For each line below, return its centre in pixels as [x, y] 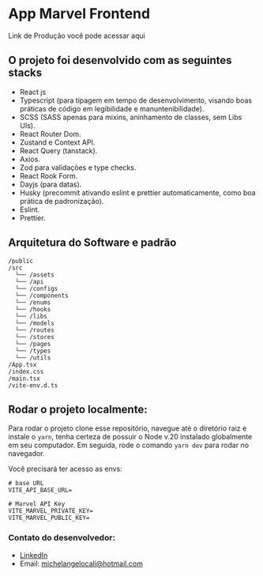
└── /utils [33, 358]
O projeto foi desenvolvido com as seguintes [120, 60]
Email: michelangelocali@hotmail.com [81, 563]
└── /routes [35, 330]
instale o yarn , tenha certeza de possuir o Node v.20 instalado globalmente [130, 437]
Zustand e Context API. [57, 142]
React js [33, 92]
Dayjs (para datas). [51, 184]
